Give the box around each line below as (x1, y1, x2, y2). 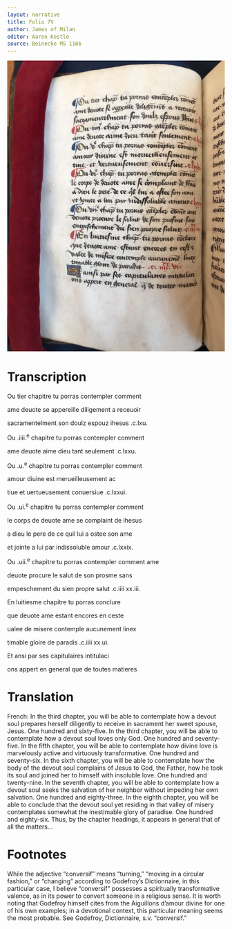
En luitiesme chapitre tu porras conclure (7, 597, 121, 606)
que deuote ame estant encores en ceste (7, 611, 124, 620)
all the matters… (7, 822, 53, 831)
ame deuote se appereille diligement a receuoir (7, 406, 142, 414)
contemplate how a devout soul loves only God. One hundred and (7, 734, 193, 742)
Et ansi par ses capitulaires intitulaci (7, 651, 109, 660)
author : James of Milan (7, 26, 76, 33)
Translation (7, 689, 74, 705)
